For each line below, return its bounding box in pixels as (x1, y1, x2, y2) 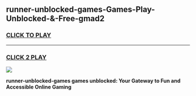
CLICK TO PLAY (6, 31, 51, 40)
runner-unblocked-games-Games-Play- (6, 5, 156, 15)
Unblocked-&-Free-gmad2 (6, 14, 105, 24)
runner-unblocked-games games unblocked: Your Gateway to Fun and (6, 77, 181, 84)
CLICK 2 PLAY (6, 53, 47, 61)
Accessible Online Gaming (6, 83, 72, 90)
